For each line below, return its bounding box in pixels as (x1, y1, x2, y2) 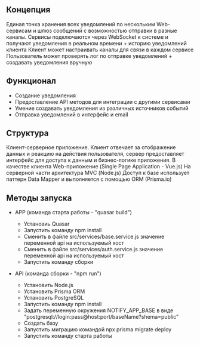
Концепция (6, 5, 51, 15)
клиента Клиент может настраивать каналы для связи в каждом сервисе (6, 46, 194, 53)
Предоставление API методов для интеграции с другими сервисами (14, 98, 190, 105)
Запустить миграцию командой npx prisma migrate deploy (23, 326, 172, 333)
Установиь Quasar (23, 220, 70, 227)
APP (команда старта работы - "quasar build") (14, 209, 133, 216)
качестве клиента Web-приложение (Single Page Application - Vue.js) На (6, 163, 191, 170)
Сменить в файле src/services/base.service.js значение (23, 233, 165, 241)
